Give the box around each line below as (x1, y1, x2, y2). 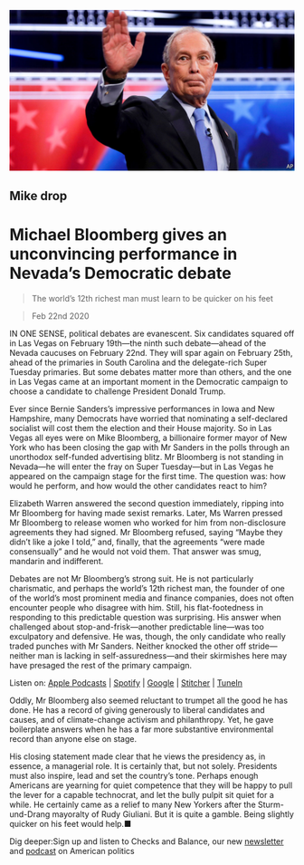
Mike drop (9, 187, 68, 204)
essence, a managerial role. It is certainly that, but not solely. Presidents (9, 760, 278, 771)
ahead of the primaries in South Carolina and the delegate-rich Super (9, 357, 268, 368)
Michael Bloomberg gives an (9, 225, 228, 245)
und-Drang (9, 808, 51, 820)
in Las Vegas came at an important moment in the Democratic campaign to (9, 376, 289, 387)
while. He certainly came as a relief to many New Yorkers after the (9, 799, 256, 810)
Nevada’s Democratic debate (9, 264, 233, 284)
